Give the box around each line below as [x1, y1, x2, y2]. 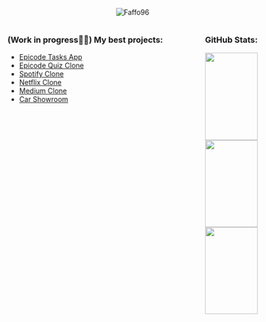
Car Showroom [18, 95, 69, 104]
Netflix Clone [18, 78, 62, 87]
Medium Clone [18, 86, 67, 95]
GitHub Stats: [204, 34, 258, 45]
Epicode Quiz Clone [18, 60, 84, 71]
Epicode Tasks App [18, 52, 83, 62]
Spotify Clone [18, 69, 64, 79]
